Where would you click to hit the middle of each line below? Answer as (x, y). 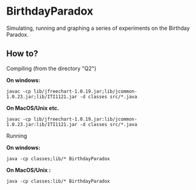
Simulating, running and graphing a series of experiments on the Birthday (98, 28)
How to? (22, 54)
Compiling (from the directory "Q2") (51, 68)
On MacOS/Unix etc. (33, 108)
